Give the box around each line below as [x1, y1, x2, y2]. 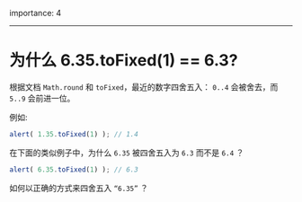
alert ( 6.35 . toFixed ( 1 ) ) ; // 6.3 [9, 165, 139, 174]
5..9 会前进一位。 [9, 92, 75, 103]
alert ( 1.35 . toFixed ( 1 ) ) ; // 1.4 [9, 129, 139, 138]
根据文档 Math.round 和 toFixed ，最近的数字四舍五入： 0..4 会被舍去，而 [9, 81, 279, 92]
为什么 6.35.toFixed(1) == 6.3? [9, 50, 238, 71]
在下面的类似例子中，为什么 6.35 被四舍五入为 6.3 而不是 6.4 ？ [9, 147, 244, 158]
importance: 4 [9, 8, 62, 18]
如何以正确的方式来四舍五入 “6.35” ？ [9, 182, 148, 193]
